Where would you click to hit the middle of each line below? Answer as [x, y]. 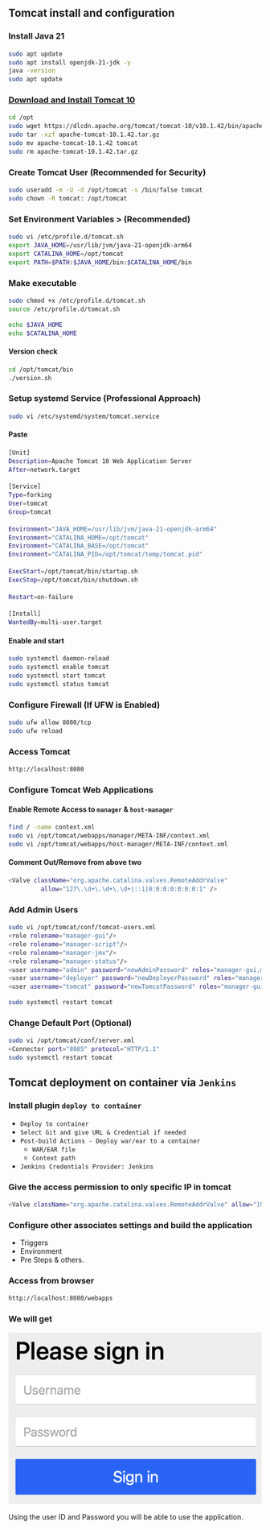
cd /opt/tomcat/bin [41, 370]
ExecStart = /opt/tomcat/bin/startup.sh [73, 572]
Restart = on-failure [41, 597]
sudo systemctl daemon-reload [59, 659]
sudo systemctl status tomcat [59, 684]
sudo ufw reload [35, 731]
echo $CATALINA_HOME [43, 333]
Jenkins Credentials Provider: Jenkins [87, 1167]
